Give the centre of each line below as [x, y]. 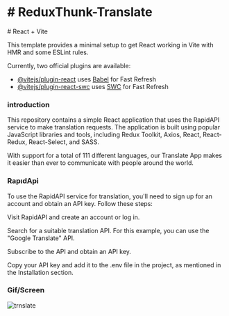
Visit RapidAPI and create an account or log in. [74, 217]
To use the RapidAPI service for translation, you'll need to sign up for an [110, 196]
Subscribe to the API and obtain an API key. [69, 251]
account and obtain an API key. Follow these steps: [80, 203]
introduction [28, 104]
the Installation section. [41, 272]
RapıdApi [23, 181]
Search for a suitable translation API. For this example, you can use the [108, 230]
